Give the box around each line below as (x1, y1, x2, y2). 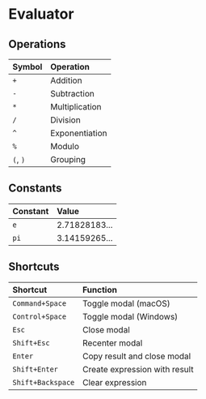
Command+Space (12, 298, 67, 308)
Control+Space (12, 311, 67, 321)
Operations (8, 37, 66, 51)
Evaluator (8, 5, 74, 24)
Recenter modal (82, 337, 143, 349)
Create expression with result (82, 363, 194, 375)
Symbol (12, 62, 43, 72)
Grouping (49, 154, 86, 165)
